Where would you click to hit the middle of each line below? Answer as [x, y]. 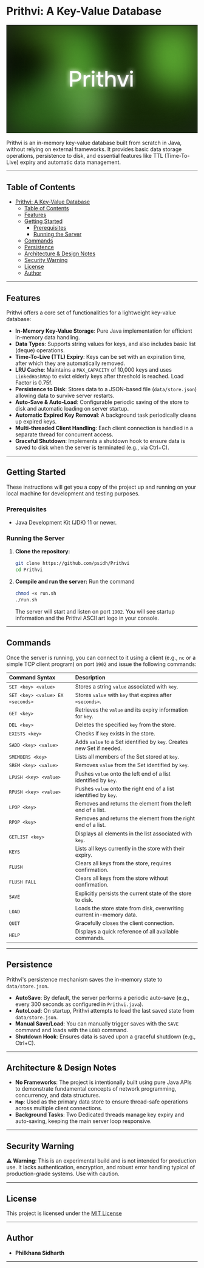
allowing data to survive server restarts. [65, 396]
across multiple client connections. [59, 1108]
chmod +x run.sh [36, 593]
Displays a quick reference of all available [127, 932]
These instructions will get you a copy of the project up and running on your [101, 487]
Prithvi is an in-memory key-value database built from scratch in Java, [94, 143]
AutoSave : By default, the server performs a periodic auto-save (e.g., [102, 997]
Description [90, 678]
